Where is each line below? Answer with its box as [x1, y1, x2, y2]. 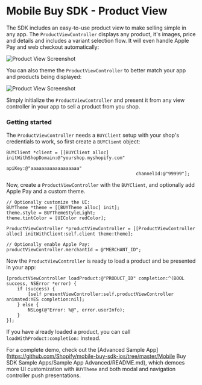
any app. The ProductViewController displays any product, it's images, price [6, 30, 196, 37]
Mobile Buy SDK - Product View [6, 4, 168, 18]
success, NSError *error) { [6, 281, 77, 287]
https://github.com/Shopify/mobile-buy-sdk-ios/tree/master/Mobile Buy [8, 352, 186, 360]
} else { [17, 302, 39, 308]
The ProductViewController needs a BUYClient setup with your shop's [6, 131, 180, 139]
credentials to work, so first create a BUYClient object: [6, 138, 140, 145]
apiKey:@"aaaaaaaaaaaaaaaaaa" [6, 166, 83, 172]
